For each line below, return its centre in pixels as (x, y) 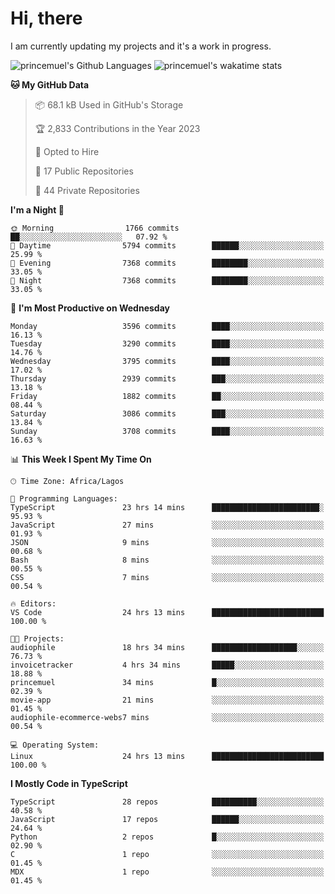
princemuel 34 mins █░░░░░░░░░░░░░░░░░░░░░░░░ (167, 682)
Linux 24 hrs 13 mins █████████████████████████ (167, 756)
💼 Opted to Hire (67, 151)
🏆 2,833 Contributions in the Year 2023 (117, 128)
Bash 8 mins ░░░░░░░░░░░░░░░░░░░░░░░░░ (167, 560)
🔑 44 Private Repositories (87, 190)
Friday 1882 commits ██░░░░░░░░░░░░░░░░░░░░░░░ (167, 396)
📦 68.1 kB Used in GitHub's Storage (109, 104)
